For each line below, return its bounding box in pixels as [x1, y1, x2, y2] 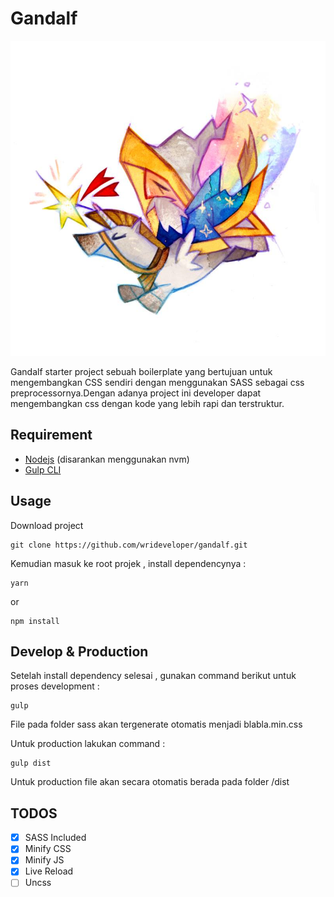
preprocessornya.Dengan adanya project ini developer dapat [10, 387, 262, 399]
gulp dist [10, 758, 52, 769]
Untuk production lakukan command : [10, 738, 166, 750]
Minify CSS [24, 843, 72, 855]
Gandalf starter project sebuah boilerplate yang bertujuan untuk [10, 365, 273, 377]
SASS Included [24, 832, 87, 844]
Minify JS [24, 854, 65, 866]
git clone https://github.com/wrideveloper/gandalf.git [10, 540, 248, 550]
